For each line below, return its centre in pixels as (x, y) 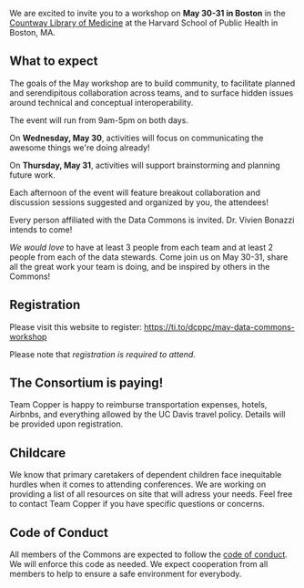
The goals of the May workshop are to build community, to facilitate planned (152, 83)
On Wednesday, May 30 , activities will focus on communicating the (137, 138)
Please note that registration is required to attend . (102, 354)
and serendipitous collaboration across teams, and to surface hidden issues (152, 93)
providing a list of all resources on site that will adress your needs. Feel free (151, 494)
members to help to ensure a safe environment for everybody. (126, 574)
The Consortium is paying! (86, 383)
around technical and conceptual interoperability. (101, 102)
